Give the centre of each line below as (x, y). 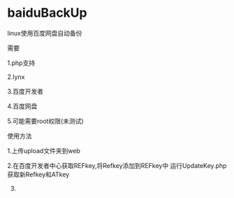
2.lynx (16, 77)
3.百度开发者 (25, 91)
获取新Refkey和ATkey (38, 174)
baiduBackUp (47, 13)
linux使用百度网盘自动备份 (45, 33)
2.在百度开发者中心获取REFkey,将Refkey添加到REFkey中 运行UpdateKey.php (117, 165)
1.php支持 (21, 63)
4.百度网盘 (22, 106)
